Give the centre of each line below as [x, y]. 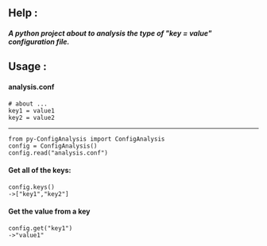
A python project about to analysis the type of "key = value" [110, 33]
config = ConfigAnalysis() [53, 146]
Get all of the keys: [40, 171]
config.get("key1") [41, 228]
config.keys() [32, 187]
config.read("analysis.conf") [58, 153]
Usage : [28, 67]
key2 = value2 [32, 117]
